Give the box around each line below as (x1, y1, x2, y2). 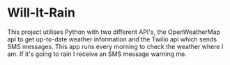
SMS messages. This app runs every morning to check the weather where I (7, 42, 224, 50)
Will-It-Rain (7, 5, 75, 21)
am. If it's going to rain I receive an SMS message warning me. (7, 50, 187, 58)
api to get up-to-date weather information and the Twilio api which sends (7, 35, 217, 43)
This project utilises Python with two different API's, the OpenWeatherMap (7, 28, 221, 36)
